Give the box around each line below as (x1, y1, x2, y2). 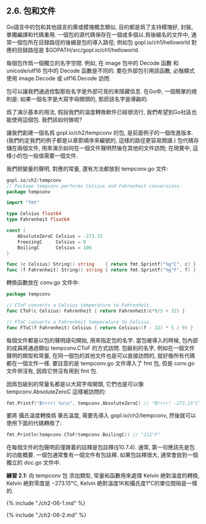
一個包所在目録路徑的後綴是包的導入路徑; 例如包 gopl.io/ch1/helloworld (11, 39, 190, 46)
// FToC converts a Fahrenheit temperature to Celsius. (6, 319, 152, 325)
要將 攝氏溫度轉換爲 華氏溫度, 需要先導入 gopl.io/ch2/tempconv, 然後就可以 (6, 412, 196, 419)
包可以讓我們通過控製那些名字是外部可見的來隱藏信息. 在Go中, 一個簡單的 (6, 88, 192, 95)
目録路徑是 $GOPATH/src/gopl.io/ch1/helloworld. (17, 46, 140, 53)
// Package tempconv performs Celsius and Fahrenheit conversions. (6, 183, 183, 189)
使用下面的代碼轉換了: (6, 419, 63, 427)
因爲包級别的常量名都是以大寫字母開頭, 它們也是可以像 (6, 380, 144, 387)
